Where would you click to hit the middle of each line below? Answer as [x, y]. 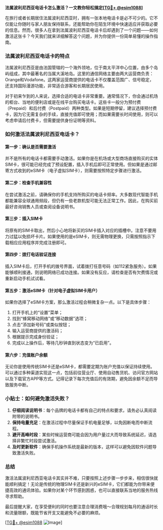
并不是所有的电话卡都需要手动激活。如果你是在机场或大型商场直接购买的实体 [81, 159]
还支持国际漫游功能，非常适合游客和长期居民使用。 [56, 86]
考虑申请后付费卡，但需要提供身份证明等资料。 [52, 121]
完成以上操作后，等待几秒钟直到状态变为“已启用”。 [63, 343]
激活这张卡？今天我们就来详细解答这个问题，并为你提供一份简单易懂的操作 [79, 36]
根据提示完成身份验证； [35, 337]
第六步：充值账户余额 [26, 355]
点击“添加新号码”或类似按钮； [42, 325]
